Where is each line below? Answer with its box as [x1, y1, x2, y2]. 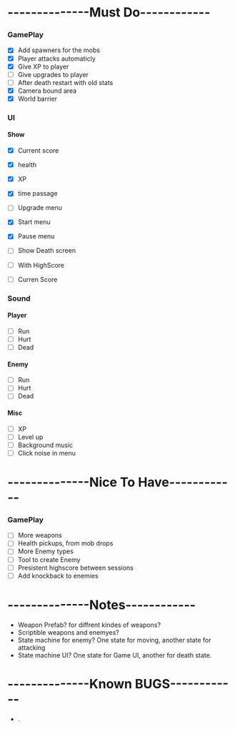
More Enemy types [17, 547, 74, 555]
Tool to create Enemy [17, 555, 81, 564]
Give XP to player [17, 62, 69, 71]
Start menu [17, 218, 51, 226]
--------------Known [7, 675, 132, 692]
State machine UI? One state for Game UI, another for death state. [17, 650, 212, 659]
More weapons [17, 531, 62, 540]
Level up [17, 433, 44, 441]
